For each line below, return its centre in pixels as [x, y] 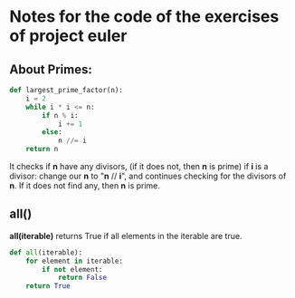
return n [42, 149]
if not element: [72, 269]
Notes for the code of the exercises [144, 17]
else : [52, 132]
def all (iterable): [46, 252]
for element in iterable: [75, 261]
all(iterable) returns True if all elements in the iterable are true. [126, 236]
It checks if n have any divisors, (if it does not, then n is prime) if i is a [139, 166]
